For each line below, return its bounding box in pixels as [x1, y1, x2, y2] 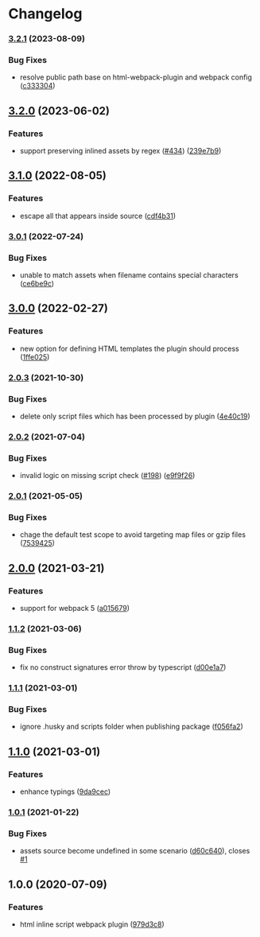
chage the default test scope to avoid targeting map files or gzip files [19, 530, 246, 539]
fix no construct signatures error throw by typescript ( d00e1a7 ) [19, 663, 227, 672]
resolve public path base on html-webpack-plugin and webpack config [19, 72, 253, 82]
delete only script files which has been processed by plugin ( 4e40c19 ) [19, 411, 250, 421]
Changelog [8, 5, 83, 23]
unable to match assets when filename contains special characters [19, 270, 239, 279]
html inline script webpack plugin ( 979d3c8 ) [19, 920, 165, 929]
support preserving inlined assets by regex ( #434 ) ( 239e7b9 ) [19, 146, 222, 156]
